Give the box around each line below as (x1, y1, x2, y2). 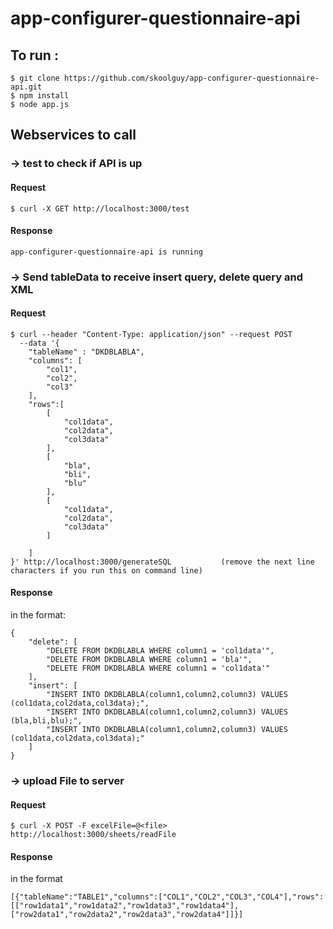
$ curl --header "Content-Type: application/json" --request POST (10, 329, 293, 339)
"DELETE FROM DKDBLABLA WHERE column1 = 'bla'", (46, 655, 253, 665)
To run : (10, 47, 59, 64)
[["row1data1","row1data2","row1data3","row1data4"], (10, 901, 240, 911)
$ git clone (10, 73, 60, 83)
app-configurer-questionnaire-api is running (10, 247, 203, 257)
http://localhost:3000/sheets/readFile (10, 830, 177, 840)
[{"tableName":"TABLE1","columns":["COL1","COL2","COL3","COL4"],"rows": (10, 892, 325, 902)
